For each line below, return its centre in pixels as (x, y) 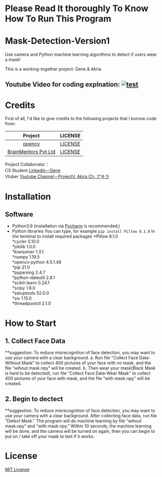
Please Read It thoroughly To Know (77, 9)
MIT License (17, 470)
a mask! (13, 60)
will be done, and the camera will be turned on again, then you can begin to (80, 431)
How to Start (31, 323)
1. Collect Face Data (35, 341)
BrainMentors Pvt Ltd (31, 152)
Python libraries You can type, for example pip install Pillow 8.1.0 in (83, 231)
